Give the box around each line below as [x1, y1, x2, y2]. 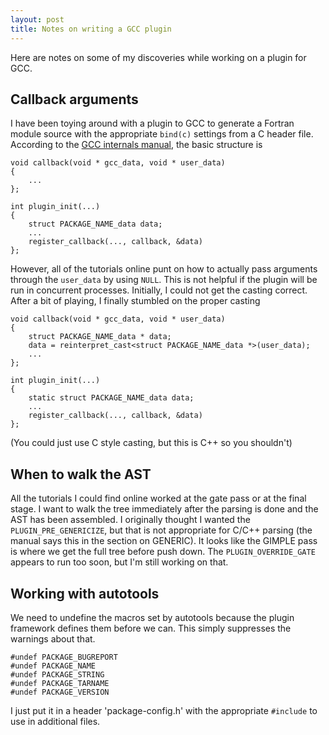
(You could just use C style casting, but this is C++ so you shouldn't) [10, 437, 293, 449]
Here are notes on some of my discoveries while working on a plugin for [10, 51, 307, 63]
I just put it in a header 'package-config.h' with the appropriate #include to [10, 704, 318, 716]
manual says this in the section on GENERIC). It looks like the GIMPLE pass [10, 535, 318, 547]
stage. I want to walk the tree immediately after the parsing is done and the [10, 503, 319, 515]
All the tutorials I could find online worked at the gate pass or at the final [10, 492, 307, 505]
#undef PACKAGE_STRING [10, 669, 105, 680]
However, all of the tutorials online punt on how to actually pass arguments [10, 263, 318, 275]
